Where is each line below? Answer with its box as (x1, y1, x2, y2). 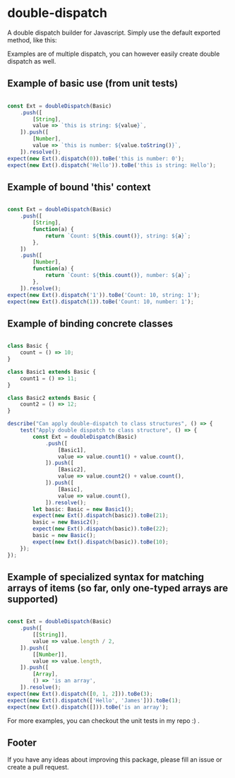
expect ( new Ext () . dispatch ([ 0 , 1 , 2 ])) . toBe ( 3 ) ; (7, 690, 153, 697)
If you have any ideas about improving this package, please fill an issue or (7, 755, 222, 764)
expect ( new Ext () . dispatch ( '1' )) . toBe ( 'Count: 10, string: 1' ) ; (7, 291, 200, 298)
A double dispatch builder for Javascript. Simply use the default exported (7, 28, 221, 37)
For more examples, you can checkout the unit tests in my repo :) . (7, 716, 200, 725)
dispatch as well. (7, 57, 56, 65)
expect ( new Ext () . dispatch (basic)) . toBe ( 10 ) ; (32, 538, 169, 546)
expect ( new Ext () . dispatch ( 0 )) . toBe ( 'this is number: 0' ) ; (7, 155, 185, 162)
